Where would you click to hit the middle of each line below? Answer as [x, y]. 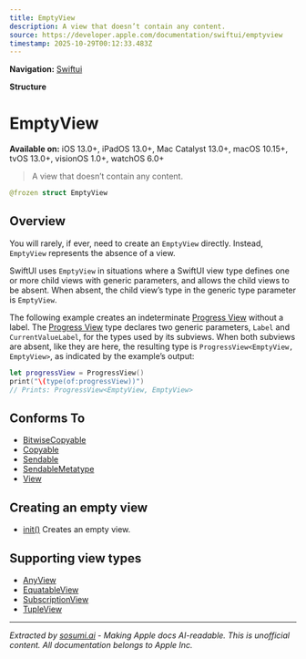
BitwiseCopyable [54, 440]
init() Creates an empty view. [76, 530]
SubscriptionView [56, 599]
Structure [28, 87]
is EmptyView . [33, 299]
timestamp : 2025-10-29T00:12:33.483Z [81, 43]
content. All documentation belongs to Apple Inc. [101, 644]
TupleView [42, 609]
